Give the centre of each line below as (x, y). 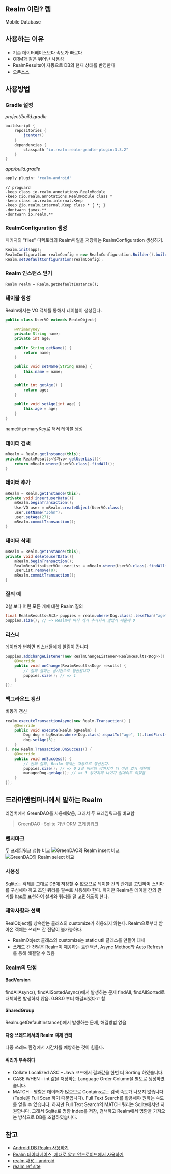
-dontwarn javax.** (26, 210)
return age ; (36, 390)
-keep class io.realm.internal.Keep (44, 201)
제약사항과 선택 (23, 911)
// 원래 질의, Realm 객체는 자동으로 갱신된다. (67, 764)
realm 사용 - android (34, 1161)
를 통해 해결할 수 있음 (34, 953)
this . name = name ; (43, 371)
